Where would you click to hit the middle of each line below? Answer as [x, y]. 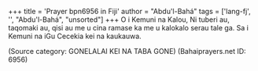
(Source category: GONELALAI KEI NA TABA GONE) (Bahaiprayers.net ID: [127, 51]
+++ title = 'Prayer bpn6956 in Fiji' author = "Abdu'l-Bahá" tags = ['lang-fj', [129, 11]
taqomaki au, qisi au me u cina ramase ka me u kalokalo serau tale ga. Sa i [129, 28]
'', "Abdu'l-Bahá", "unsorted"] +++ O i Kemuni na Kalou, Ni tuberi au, [119, 20]
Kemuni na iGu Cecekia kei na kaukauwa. [75, 36]
